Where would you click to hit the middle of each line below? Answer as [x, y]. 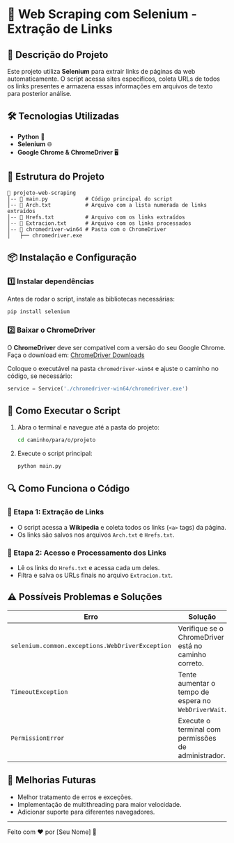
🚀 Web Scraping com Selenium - [102, 14]
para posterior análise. [39, 94]
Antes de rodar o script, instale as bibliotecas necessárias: [91, 299]
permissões [197, 738]
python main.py [39, 466]
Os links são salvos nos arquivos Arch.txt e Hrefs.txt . [96, 535]
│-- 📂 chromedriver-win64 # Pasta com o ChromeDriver [87, 229]
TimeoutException [39, 692]
